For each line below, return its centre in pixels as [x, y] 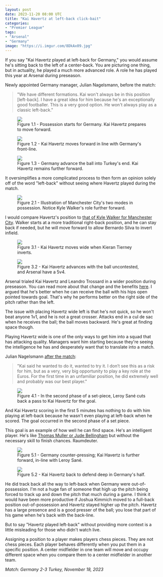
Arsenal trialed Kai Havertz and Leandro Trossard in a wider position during [81, 281]
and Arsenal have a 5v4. [41, 272]
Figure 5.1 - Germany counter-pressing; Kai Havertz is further [79, 455]
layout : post [18, 10]
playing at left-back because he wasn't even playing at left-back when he [79, 415]
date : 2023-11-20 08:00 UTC [34, 14]
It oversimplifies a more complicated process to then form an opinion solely [81, 178]
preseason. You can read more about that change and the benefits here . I [79, 287]
